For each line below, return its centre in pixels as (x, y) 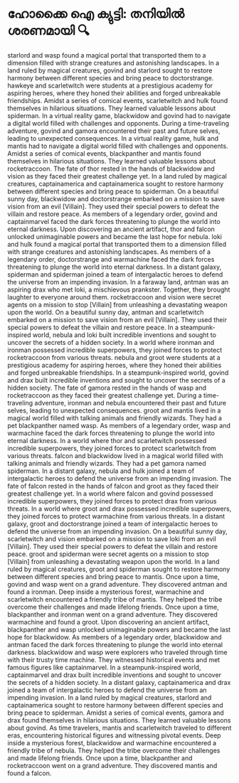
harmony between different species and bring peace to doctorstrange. (111, 78)
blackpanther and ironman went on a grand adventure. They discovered (113, 614)
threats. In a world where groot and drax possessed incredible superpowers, (119, 508)
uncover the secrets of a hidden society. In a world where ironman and (111, 342)
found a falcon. (30, 773)
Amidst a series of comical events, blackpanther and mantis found (104, 153)
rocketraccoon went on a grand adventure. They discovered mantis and (112, 765)
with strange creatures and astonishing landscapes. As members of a (109, 252)
